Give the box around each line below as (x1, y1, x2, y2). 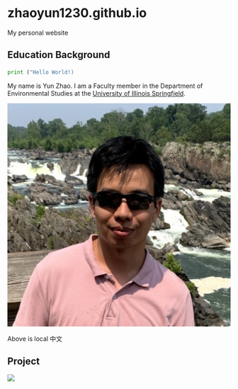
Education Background (7, 49, 110, 61)
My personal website (7, 28, 69, 37)
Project (7, 356, 40, 368)
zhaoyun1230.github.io (7, 5, 147, 21)
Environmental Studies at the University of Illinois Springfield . (7, 89, 186, 97)
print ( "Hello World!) (7, 69, 74, 76)
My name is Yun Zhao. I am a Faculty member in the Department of (7, 81, 203, 90)
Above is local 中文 (7, 334, 62, 343)
